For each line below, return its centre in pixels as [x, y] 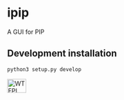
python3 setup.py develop [44, 69]
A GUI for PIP [26, 32]
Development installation [62, 53]
